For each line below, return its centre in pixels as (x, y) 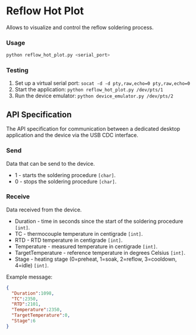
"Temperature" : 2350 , (37, 310)
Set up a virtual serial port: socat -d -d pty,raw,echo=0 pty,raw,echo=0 (102, 83)
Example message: (29, 277)
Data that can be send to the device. (50, 163)
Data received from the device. (44, 210)
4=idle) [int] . (32, 265)
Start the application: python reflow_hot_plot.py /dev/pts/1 (89, 90)
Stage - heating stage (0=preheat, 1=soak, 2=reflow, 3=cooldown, (96, 259)
